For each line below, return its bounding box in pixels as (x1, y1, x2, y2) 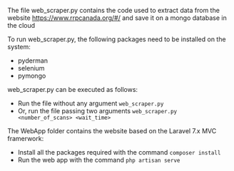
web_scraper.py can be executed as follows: (7, 85, 138, 93)
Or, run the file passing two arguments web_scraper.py (17, 107, 177, 115)
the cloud (7, 21, 36, 29)
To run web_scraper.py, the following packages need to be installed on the (7, 35, 226, 43)
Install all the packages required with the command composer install (17, 148, 221, 156)
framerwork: (7, 135, 44, 142)
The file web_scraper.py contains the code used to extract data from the (7, 6, 220, 14)
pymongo (17, 71, 46, 80)
